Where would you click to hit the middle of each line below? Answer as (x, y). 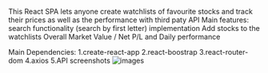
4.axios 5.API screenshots (68, 60)
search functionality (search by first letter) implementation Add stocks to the (134, 28)
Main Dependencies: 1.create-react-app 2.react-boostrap (103, 52)
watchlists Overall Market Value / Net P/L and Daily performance (114, 36)
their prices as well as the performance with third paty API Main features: (129, 20)
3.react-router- (224, 52)
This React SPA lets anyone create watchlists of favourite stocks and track (131, 12)
